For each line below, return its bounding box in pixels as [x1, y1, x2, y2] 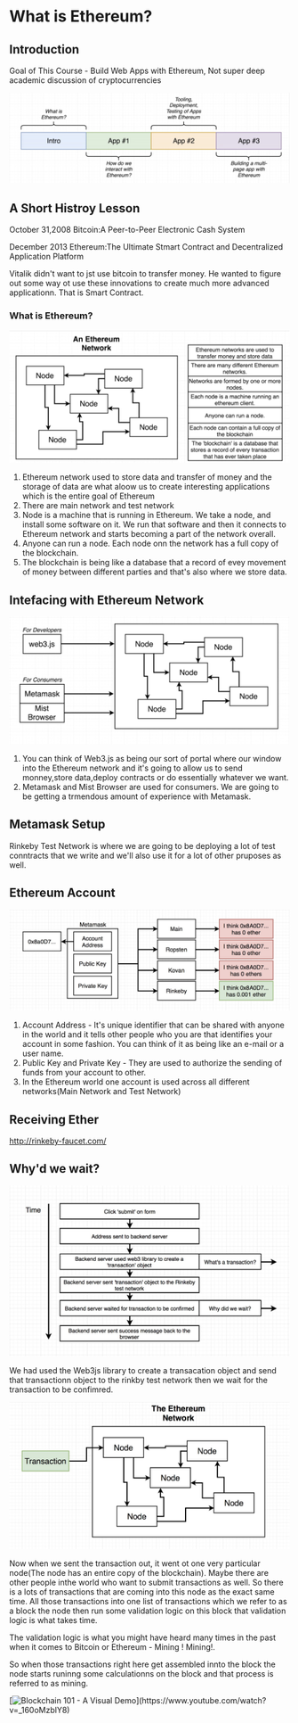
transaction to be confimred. [9, 1384, 114, 1395]
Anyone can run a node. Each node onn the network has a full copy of [21, 538, 279, 549]
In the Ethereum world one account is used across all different [21, 1076, 251, 1087]
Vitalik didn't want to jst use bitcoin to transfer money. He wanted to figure [9, 268, 282, 279]
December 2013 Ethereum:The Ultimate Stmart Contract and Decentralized [9, 242, 283, 252]
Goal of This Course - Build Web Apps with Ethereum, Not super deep [9, 65, 265, 76]
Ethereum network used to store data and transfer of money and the [21, 472, 273, 482]
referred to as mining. [9, 1678, 89, 1689]
